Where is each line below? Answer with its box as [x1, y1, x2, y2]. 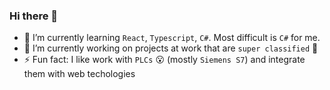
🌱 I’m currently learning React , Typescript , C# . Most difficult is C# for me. [23, 32, 321, 44]
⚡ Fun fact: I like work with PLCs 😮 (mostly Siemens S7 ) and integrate [23, 54, 306, 66]
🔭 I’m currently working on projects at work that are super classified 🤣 [23, 42, 319, 54]
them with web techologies [23, 68, 136, 80]
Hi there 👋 [9, 9, 59, 23]
